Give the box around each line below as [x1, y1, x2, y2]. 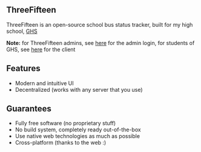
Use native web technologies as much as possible [15, 133, 140, 140]
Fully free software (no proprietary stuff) [15, 120, 116, 127]
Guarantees [6, 103, 51, 114]
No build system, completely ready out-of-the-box [15, 126, 141, 133]
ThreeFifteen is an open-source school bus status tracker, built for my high [6, 21, 193, 28]
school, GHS [6, 27, 38, 35]
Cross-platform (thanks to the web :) [15, 139, 107, 147]
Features [6, 63, 41, 74]
